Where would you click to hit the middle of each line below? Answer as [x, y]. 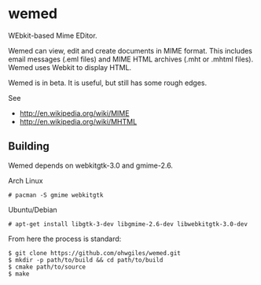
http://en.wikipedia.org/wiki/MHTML [78, 121]
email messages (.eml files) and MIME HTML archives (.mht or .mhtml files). [131, 59]
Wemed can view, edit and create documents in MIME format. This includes [130, 50]
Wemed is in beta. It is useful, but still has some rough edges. [108, 83]
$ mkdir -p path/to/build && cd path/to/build [86, 260]
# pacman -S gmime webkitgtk [56, 195]
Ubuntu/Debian [33, 209]
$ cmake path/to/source [47, 267]
